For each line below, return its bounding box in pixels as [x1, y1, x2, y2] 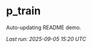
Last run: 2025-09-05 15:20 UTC [6, 35, 87, 42]
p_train [6, 4, 41, 18]
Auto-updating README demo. [6, 24, 81, 31]
